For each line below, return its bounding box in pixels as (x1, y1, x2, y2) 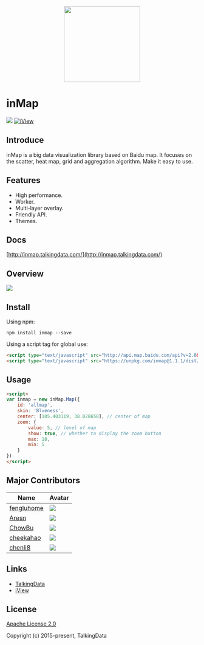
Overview (6, 268, 44, 279)
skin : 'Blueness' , (17, 408, 64, 414)
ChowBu (9, 523, 34, 532)
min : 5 (28, 441, 45, 448)
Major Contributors (6, 475, 81, 486)
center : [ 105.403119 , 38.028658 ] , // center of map (17, 413, 151, 419)
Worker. (15, 198, 35, 205)
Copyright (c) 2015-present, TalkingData (6, 632, 107, 640)
